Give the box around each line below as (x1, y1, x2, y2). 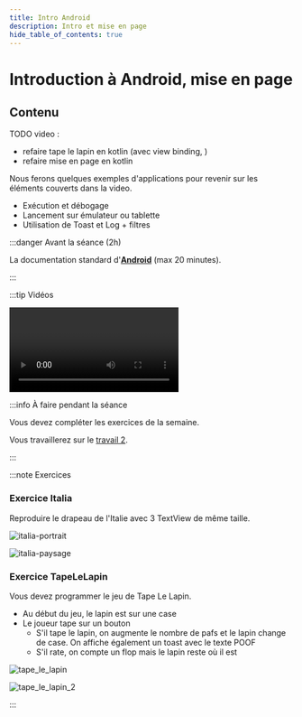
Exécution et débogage (22, 200, 110, 211)
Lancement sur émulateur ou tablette (22, 210, 160, 221)
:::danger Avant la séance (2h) (9, 237, 122, 248)
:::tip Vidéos (9, 290, 54, 301)
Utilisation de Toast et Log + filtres (22, 219, 151, 230)
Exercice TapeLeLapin (9, 570, 108, 582)
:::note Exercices (9, 470, 72, 480)
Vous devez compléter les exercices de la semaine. (9, 417, 200, 428)
